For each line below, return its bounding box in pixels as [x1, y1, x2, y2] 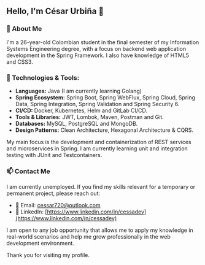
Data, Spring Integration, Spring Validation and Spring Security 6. [15, 100, 180, 107]
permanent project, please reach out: [6, 190, 100, 197]
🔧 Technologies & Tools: [6, 73, 80, 82]
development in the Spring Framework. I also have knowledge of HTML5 [6, 52, 189, 59]
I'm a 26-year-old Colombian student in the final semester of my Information [6, 38, 199, 46]
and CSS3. [6, 58, 34, 65]
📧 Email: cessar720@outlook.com [15, 202, 101, 209]
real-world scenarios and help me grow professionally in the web [6, 233, 171, 240]
